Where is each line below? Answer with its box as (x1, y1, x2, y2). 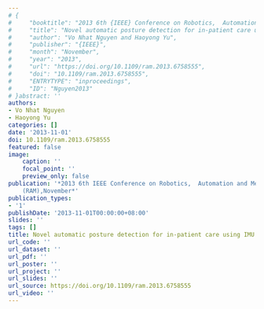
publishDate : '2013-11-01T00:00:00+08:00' (8, 209, 149, 217)
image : (8, 150, 30, 158)
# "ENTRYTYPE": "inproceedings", (8, 77, 132, 85)
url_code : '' (8, 238, 51, 246)
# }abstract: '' (8, 92, 61, 100)
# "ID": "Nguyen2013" (8, 84, 93, 93)
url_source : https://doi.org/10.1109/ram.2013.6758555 (8, 282, 192, 290)
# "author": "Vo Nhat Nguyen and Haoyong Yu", (8, 33, 178, 42)
